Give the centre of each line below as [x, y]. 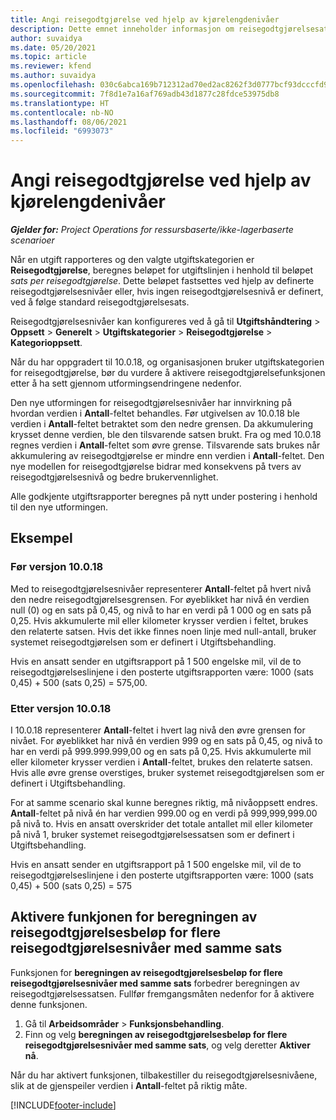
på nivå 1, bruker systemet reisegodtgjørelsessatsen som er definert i [152, 835]
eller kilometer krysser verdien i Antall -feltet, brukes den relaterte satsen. [161, 762]
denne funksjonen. [49, 1004]
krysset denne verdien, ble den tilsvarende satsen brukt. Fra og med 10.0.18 [166, 435]
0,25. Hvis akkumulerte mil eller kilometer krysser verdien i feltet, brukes [159, 620]
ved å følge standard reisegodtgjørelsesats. [100, 302]
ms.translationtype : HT [60, 103]
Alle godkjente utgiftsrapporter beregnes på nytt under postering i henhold [164, 497]
